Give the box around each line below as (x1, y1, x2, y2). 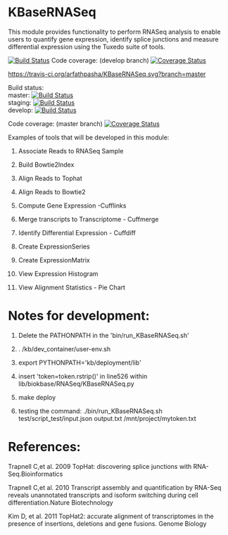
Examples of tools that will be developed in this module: (8, 133, 170, 141)
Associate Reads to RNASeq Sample (18, 146, 124, 155)
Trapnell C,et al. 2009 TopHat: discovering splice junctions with (8, 462, 192, 470)
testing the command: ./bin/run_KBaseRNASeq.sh (18, 406, 163, 415)
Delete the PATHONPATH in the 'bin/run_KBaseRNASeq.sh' (18, 331, 189, 339)
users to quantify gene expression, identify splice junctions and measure (8, 34, 219, 43)
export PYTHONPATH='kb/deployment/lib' (18, 358, 141, 367)
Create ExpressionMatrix (18, 256, 90, 264)
